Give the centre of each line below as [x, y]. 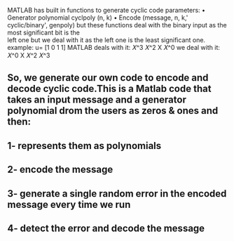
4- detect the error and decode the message [106, 228]
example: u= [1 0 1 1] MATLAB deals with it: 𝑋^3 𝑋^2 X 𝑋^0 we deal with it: [114, 47]
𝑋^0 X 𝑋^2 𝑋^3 [29, 55]
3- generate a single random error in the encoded [117, 194]
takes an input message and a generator [97, 100]
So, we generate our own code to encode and [108, 78]
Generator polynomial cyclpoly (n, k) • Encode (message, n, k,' [98, 18]
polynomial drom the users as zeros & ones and [113, 111]
